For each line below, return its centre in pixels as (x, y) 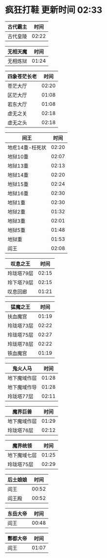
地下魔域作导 (22, 387)
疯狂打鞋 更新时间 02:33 (54, 10)
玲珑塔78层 (20, 344)
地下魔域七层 (22, 455)
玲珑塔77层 (20, 396)
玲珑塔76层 (20, 430)
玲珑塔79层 (20, 273)
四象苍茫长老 (22, 76)
